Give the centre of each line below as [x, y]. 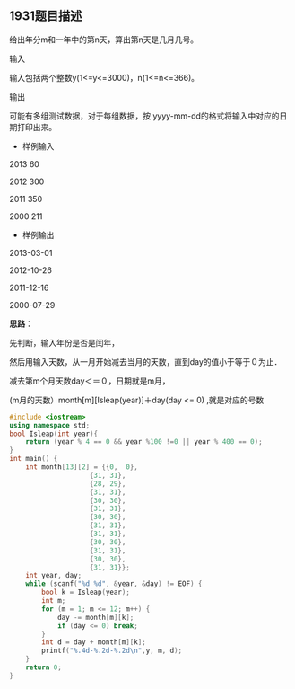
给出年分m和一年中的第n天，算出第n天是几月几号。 [104, 40]
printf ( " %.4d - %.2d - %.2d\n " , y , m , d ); [112, 651]
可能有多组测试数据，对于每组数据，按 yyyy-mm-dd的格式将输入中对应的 [144, 116]
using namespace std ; [50, 425]
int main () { [34, 459]
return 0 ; [44, 667]
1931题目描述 [46, 16]
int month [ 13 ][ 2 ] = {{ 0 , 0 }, [82, 467]
